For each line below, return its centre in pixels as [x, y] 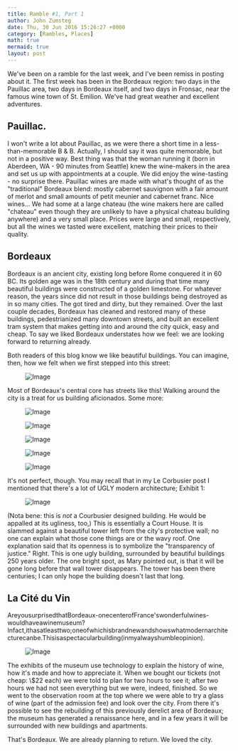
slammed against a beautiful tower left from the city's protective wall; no [113, 531]
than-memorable [32, 151]
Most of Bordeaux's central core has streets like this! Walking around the [114, 390]
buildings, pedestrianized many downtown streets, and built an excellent [113, 319]
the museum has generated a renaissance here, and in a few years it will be [118, 718]
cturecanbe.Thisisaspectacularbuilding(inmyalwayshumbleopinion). [106, 638]
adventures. [25, 104]
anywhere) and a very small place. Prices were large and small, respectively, [119, 219]
